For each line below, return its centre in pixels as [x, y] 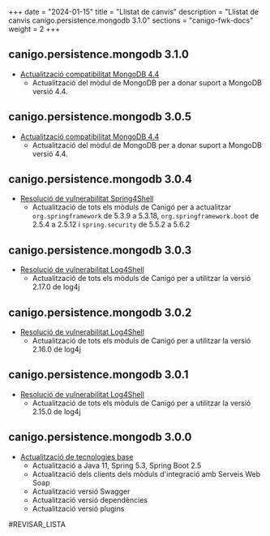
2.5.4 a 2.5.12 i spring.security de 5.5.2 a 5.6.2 [111, 225]
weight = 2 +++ [34, 29]
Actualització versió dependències [90, 499]
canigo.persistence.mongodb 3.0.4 [101, 179]
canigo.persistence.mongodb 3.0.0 [100, 437]
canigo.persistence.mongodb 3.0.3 [100, 250]
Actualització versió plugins [78, 508]
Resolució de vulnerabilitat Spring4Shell [87, 199]
